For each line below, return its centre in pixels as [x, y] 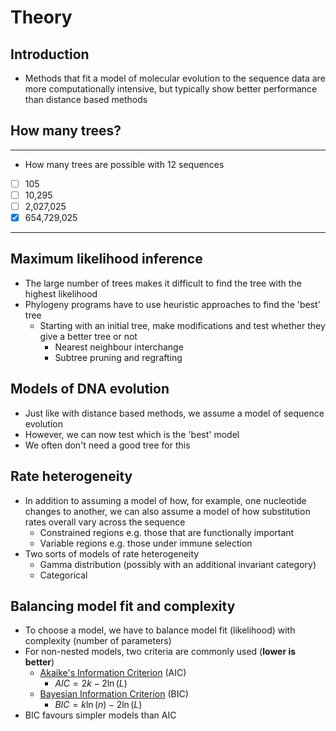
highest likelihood [61, 293]
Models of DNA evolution [90, 389]
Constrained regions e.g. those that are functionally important [167, 532]
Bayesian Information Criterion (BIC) [114, 694]
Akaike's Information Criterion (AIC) [113, 673]
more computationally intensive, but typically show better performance [171, 89]
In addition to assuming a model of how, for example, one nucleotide [165, 500]
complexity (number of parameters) [98, 641]
